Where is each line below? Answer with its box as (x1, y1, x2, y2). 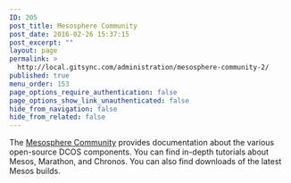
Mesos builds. (9, 166, 61, 177)
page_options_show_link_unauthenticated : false (9, 96, 190, 105)
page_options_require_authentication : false (9, 87, 178, 96)
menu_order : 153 (9, 79, 70, 88)
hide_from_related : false (9, 112, 105, 121)
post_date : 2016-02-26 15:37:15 (9, 29, 129, 38)
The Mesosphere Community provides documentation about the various (9, 137, 275, 148)
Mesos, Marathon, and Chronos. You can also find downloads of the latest (9, 156, 282, 167)
